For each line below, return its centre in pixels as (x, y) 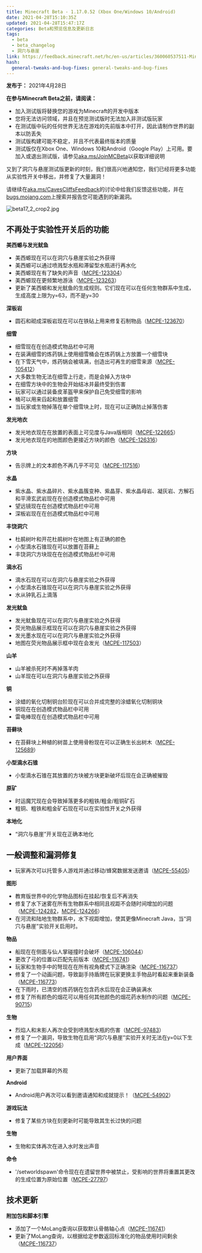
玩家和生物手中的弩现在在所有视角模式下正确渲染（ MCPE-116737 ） (98, 967)
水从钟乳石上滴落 (36, 595)
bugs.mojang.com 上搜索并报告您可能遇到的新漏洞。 (71, 197)
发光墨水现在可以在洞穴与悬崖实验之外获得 (68, 636)
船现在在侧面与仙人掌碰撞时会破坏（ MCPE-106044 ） (81, 952)
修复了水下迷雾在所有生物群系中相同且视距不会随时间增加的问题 (94, 904)
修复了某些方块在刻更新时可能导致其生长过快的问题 (78, 1121)
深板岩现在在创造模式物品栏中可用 (57, 514)
